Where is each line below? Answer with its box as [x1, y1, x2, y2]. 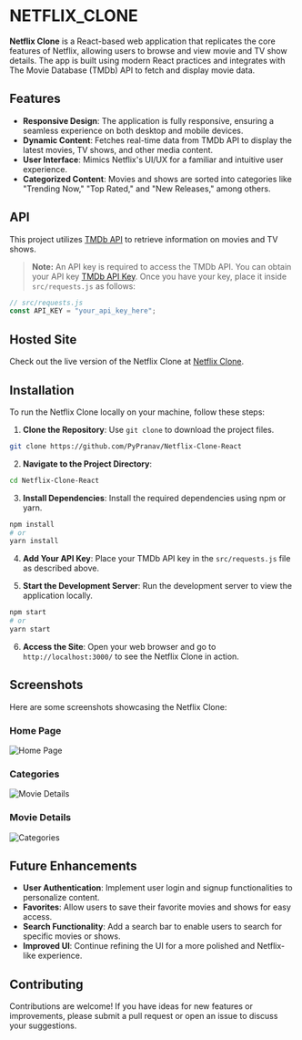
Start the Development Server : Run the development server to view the [22, 581, 293, 592]
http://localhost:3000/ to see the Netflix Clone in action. [22, 651, 239, 662]
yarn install [9, 537, 59, 546]
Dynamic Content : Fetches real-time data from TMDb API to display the [22, 134, 293, 146]
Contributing [9, 976, 84, 992]
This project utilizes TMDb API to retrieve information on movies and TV [9, 233, 278, 244]
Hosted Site [9, 332, 77, 347]
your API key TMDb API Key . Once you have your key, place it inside [31, 271, 287, 282]
